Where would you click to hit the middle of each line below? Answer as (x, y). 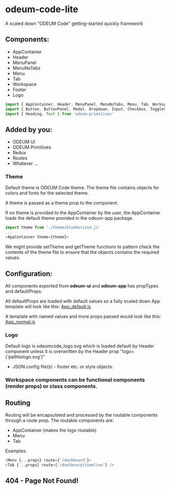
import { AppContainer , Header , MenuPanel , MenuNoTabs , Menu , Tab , (78, 104)
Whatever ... (25, 163)
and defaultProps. (24, 291)
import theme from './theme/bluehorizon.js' (53, 227)
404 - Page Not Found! (42, 481)
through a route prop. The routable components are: (59, 420)
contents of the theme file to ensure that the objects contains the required (82, 252)
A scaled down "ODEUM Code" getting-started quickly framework (74, 23)
